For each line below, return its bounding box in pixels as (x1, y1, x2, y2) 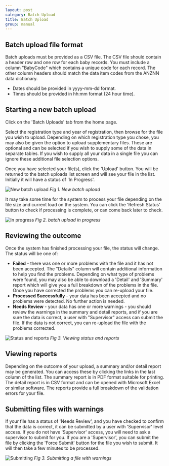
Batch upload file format (5, 40, 83, 49)
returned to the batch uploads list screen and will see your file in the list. (5, 171, 156, 177)
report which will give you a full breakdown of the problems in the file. (12, 282, 158, 288)
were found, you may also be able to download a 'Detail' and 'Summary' (12, 276, 163, 283)
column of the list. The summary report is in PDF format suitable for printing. (5, 374, 164, 380)
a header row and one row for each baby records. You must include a (5, 59, 150, 66)
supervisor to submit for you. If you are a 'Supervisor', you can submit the (5, 434, 159, 441)
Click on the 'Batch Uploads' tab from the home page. (5, 119, 118, 125)
